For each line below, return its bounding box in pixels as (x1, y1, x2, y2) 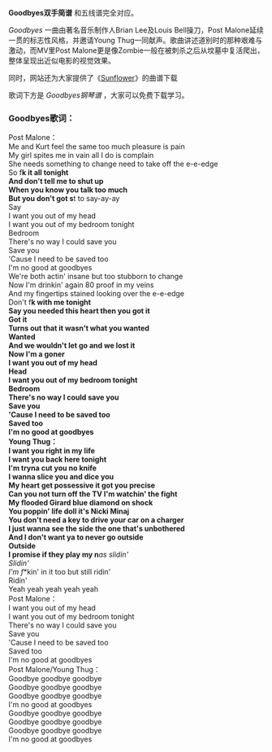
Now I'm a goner (8, 349, 65, 359)
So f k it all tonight (8, 168, 69, 177)
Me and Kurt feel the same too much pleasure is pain (8, 142, 185, 151)
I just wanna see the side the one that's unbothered (8, 524, 185, 534)
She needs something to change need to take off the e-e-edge (8, 159, 218, 169)
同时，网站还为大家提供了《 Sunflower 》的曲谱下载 (8, 73, 178, 82)
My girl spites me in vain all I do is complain (8, 151, 154, 160)
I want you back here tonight (8, 455, 107, 465)
